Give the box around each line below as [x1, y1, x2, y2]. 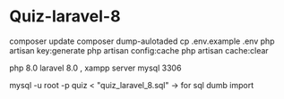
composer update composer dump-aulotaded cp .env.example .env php [9, 36, 275, 46]
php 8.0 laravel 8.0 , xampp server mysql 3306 [9, 62, 182, 73]
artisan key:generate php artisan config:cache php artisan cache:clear [9, 45, 269, 55]
